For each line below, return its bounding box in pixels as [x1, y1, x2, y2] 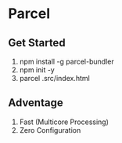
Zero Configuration [19, 125, 81, 134]
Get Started [8, 36, 66, 49]
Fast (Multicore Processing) [19, 117, 109, 126]
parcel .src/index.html [19, 74, 90, 82]
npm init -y [19, 65, 55, 75]
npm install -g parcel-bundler [19, 57, 115, 66]
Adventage [8, 96, 64, 110]
